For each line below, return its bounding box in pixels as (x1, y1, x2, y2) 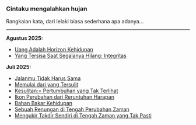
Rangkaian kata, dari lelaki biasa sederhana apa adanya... (6, 18, 144, 25)
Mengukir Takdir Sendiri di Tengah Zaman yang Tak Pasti (14, 112, 152, 119)
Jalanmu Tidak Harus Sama (14, 75, 81, 82)
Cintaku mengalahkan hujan (6, 5, 87, 13)
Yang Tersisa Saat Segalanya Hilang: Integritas (14, 52, 127, 60)
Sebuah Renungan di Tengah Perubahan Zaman (14, 106, 129, 113)
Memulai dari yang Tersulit (14, 81, 79, 88)
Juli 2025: (6, 64, 32, 71)
